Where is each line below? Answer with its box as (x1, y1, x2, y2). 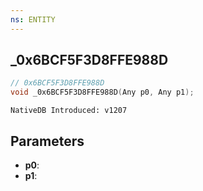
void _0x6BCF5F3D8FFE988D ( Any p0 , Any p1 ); (10, 87, 195, 98)
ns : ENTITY (10, 14, 56, 25)
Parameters (10, 132, 85, 150)
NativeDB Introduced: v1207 (10, 106, 128, 116)
